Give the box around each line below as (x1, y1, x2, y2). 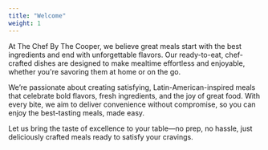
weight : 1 (8, 19, 42, 27)
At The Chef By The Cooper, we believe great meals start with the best (8, 41, 242, 51)
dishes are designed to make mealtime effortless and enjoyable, (33, 58, 246, 68)
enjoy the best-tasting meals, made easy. (8, 107, 145, 117)
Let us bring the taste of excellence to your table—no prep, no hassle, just (8, 124, 253, 133)
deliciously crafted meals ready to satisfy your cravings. (8, 132, 194, 141)
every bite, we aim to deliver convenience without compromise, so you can (8, 99, 256, 109)
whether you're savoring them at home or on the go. (8, 67, 181, 76)
